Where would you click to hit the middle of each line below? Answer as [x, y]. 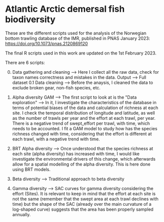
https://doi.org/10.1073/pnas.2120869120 [47, 43]
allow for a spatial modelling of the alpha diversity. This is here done [81, 164]
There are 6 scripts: [25, 62]
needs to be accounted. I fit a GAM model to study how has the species [85, 128]
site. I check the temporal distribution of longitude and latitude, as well [83, 113]
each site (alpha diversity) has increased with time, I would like [76, 154]
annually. [21, 214]
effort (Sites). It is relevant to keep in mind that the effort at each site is [84, 194]
